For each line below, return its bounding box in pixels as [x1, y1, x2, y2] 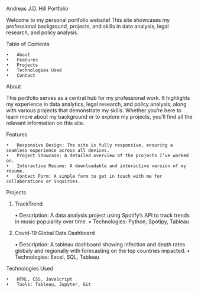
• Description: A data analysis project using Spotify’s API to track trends [14, 212, 190, 219]
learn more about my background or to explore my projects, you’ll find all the [6, 113, 193, 120]
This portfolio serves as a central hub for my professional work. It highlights [6, 95, 190, 101]
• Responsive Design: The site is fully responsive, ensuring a [6, 142, 173, 148]
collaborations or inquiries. [6, 178, 81, 184]
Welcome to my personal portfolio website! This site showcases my [6, 17, 170, 23]
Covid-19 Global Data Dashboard [14, 230, 95, 236]
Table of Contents [6, 41, 50, 47]
